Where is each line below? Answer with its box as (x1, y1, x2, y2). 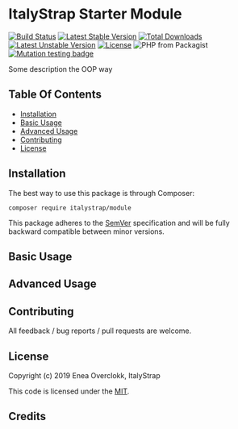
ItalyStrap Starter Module (8, 5, 183, 23)
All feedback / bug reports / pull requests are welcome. (8, 326, 192, 335)
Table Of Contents (8, 88, 102, 102)
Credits (8, 410, 47, 423)
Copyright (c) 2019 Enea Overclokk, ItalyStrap (8, 370, 161, 380)
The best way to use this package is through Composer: (8, 188, 195, 198)
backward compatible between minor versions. (8, 227, 165, 236)
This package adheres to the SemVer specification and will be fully (8, 218, 230, 227)
